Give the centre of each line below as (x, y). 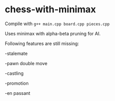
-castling (14, 73)
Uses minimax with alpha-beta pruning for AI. (53, 33)
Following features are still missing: (42, 43)
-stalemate (16, 53)
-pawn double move (26, 63)
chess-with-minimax (50, 9)
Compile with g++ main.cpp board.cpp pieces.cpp (57, 24)
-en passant (17, 93)
